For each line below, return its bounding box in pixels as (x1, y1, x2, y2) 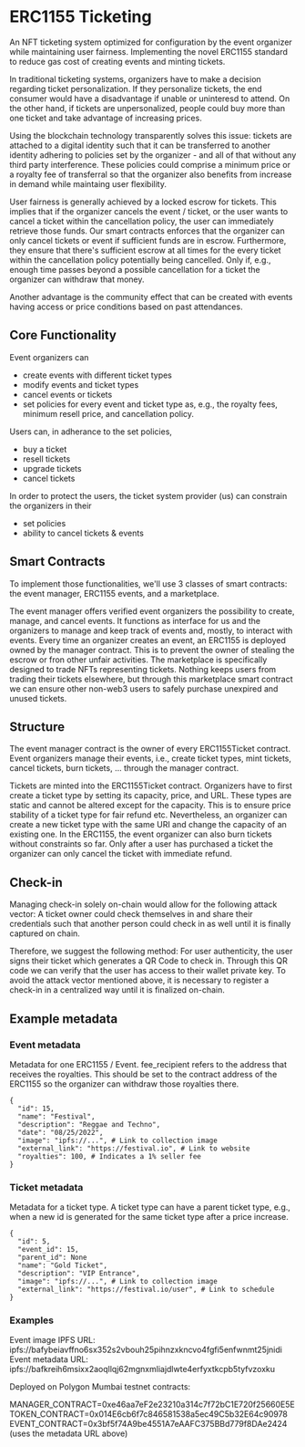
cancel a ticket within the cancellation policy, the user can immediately (9, 215, 275, 226)
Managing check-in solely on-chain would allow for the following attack (9, 899, 278, 910)
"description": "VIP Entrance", (17, 1269, 141, 1278)
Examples (9, 1314, 55, 1327)
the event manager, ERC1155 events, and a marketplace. (9, 588, 220, 599)
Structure (9, 719, 66, 734)
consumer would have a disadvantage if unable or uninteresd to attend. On (9, 93, 290, 104)
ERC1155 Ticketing (9, 6, 152, 27)
